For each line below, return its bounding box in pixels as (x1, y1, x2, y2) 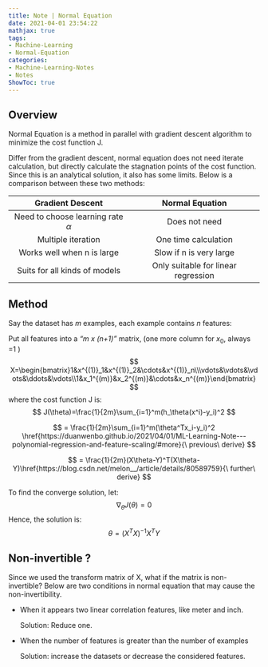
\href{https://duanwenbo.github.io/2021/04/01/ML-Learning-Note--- (22, 431, 246, 440)
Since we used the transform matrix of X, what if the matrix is (8, 573, 210, 582)
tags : (8, 34, 26, 42)
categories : (8, 57, 48, 65)
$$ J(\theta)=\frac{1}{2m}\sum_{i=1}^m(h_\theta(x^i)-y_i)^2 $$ (32, 407, 236, 416)
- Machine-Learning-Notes (8, 64, 94, 72)
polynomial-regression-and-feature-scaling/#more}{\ (11, 439, 187, 449)
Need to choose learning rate (14, 211, 124, 222)
